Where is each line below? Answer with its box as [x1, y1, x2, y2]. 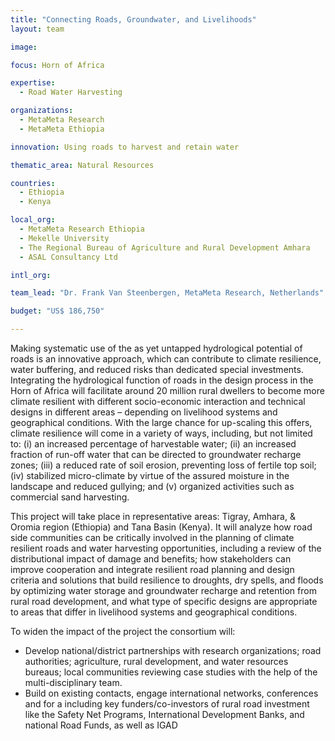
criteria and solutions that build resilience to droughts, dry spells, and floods [10, 574, 324, 586]
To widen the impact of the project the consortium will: [10, 626, 236, 637]
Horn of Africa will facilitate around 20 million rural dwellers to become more [10, 385, 325, 396]
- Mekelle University [19, 233, 110, 243]
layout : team [10, 24, 65, 34]
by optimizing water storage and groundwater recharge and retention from [10, 585, 317, 596]
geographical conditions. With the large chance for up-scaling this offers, [10, 417, 313, 428]
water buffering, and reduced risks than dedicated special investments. [10, 364, 304, 375]
